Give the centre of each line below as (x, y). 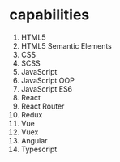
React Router (43, 106)
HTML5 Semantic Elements (66, 45)
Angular (34, 140)
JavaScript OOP (48, 80)
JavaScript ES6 (47, 89)
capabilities (49, 15)
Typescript (39, 149)
